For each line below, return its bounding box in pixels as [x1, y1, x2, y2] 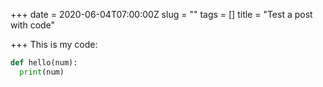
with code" [10, 19, 56, 31]
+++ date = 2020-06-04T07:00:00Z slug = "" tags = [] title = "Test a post [10, 9, 313, 20]
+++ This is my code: [10, 39, 98, 50]
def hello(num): [10, 58, 78, 68]
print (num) [19, 67, 65, 77]
